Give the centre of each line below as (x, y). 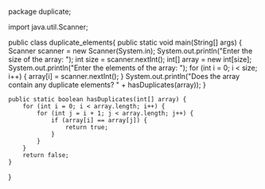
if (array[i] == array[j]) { (99, 120)
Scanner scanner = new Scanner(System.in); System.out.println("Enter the (131, 51)
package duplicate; (40, 12)
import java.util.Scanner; (49, 27)
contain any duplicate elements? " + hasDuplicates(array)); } (107, 85)
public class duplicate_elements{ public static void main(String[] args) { (125, 42)
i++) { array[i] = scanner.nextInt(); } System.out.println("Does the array (124, 76)
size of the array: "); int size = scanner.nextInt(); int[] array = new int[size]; (130, 59)
